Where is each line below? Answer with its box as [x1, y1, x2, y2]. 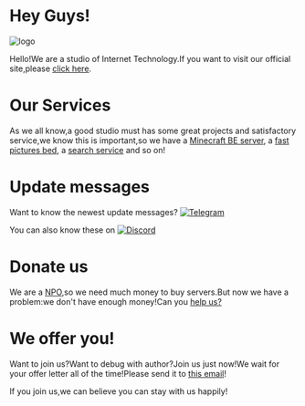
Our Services [9, 95, 111, 116]
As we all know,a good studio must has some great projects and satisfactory [9, 125, 297, 136]
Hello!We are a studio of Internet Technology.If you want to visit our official [9, 53, 291, 64]
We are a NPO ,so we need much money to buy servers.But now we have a [9, 286, 289, 297]
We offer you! [9, 328, 115, 349]
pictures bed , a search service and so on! [9, 144, 166, 155]
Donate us [9, 256, 89, 276]
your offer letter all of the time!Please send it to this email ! [9, 368, 226, 379]
